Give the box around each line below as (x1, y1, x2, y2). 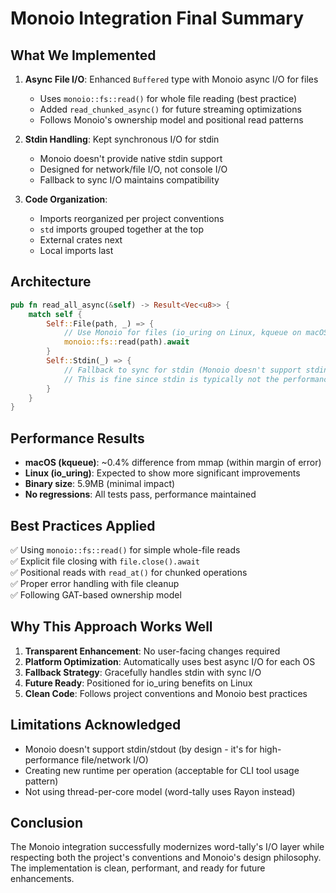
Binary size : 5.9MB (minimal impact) (24, 478, 176, 490)
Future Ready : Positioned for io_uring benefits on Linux (24, 677, 253, 689)
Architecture (10, 273, 92, 291)
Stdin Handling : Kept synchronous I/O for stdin (24, 133, 220, 145)
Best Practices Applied (10, 517, 156, 534)
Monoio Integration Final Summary (10, 7, 304, 30)
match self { (28, 309, 83, 319)
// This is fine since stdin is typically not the (63, 374, 280, 384)
